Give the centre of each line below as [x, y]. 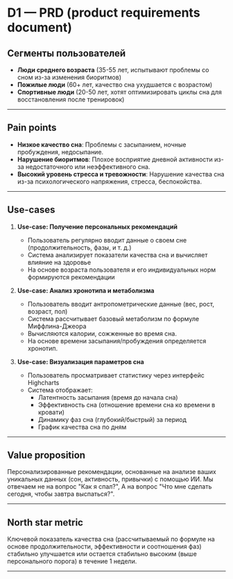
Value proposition [46, 456]
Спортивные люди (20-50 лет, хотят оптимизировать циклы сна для [119, 92]
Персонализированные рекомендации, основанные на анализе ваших [112, 472]
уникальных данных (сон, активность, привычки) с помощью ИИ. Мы [110, 479]
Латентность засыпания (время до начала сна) [108, 397]
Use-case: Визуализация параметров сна [80, 361]
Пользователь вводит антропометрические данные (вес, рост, [121, 304]
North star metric [45, 522]
